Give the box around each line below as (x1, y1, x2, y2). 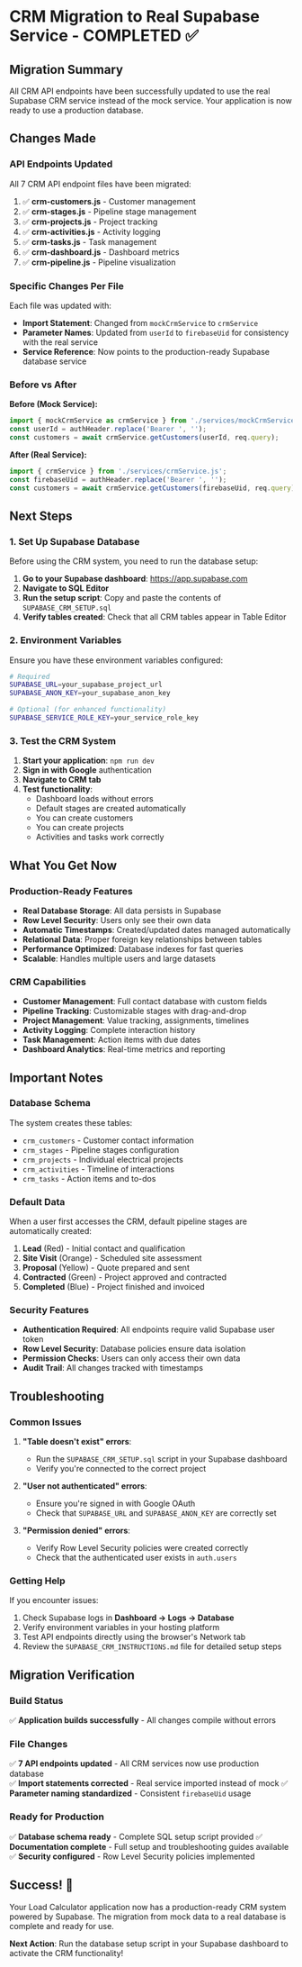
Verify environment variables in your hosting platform (22, 1622, 220, 1633)
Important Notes (9, 1070, 103, 1085)
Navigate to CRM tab (22, 775, 102, 785)
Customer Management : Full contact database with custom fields (22, 996, 268, 1007)
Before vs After (9, 378, 77, 391)
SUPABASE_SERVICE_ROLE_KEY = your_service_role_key (9, 713, 200, 722)
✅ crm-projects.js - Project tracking (22, 216, 158, 227)
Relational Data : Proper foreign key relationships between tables (22, 934, 262, 945)
